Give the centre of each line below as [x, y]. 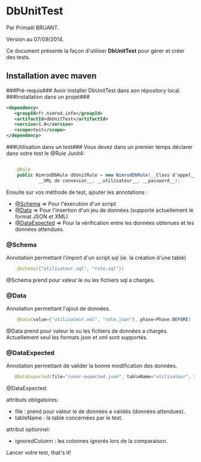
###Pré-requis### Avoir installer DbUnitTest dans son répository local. [94, 90]
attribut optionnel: [28, 430]
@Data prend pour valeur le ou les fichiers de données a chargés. [87, 331]
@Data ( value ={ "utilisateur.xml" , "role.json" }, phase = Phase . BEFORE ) [104, 320]
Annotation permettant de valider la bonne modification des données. [92, 366]
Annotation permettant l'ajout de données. [58, 309]
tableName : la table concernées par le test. [69, 418]
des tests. [18, 57]
